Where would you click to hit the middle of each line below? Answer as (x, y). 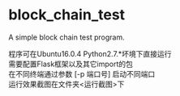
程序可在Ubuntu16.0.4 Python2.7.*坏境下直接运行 (90, 53)
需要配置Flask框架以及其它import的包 (71, 64)
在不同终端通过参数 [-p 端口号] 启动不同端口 (82, 73)
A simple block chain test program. (66, 37)
